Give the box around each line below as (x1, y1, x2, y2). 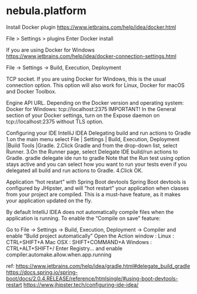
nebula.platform (6, 4, 87, 18)
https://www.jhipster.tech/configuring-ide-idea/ (23, 281, 139, 288)
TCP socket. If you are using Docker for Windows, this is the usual (6, 75, 166, 82)
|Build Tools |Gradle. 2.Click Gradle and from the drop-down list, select (6, 142, 178, 149)
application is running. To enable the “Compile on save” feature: (6, 215, 161, 222)
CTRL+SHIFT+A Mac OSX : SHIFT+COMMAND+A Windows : (6, 238, 152, 245)
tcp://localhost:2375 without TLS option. (6, 118, 104, 125)
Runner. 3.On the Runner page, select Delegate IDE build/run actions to (6, 148, 178, 155)
